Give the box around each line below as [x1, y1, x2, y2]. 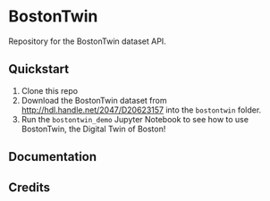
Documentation [8, 149, 97, 164]
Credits [8, 180, 51, 195]
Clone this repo [21, 85, 78, 96]
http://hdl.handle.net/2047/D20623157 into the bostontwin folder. [21, 105, 262, 115]
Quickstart [8, 62, 70, 77]
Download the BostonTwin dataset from [21, 95, 167, 105]
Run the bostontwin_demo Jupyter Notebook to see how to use [21, 113, 249, 124]
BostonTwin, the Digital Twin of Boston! [21, 123, 166, 134]
